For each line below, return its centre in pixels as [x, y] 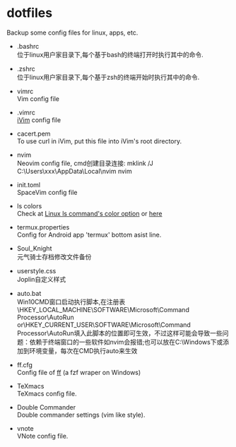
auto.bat [29, 293]
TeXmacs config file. [47, 393]
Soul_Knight [34, 248]
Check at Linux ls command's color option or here [89, 213]
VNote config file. [42, 436]
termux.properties [43, 227]
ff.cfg [25, 364]
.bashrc [28, 46]
